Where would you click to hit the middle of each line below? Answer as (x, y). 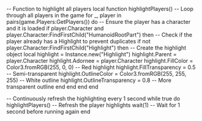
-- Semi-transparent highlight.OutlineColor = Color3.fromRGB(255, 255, (96, 74)
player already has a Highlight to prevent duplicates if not (79, 41)
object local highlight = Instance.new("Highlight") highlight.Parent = (92, 54)
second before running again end (48, 112)
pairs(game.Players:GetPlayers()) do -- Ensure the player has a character (99, 22)
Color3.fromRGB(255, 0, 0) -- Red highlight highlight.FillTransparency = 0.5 (101, 67)
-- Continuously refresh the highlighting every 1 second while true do (93, 98)
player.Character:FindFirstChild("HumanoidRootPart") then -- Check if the (99, 35)
